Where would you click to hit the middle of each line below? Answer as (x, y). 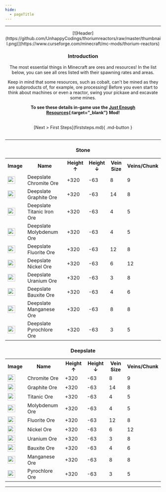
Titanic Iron (41, 212)
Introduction (83, 56)
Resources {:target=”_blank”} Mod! (83, 112)
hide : (11, 10)
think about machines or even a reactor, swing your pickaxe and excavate (83, 92)
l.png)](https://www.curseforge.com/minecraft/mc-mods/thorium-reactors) (83, 44)
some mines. (83, 97)
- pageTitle (22, 14)
